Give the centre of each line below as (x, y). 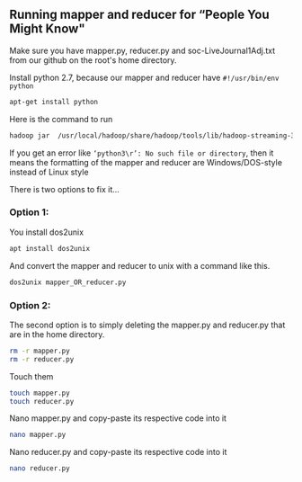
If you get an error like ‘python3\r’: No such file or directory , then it (142, 153)
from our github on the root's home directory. (93, 60)
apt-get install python (54, 102)
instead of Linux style (49, 172)
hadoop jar (30, 135)
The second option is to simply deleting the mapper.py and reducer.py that (147, 325)
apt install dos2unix (50, 248)
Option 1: (29, 212)
